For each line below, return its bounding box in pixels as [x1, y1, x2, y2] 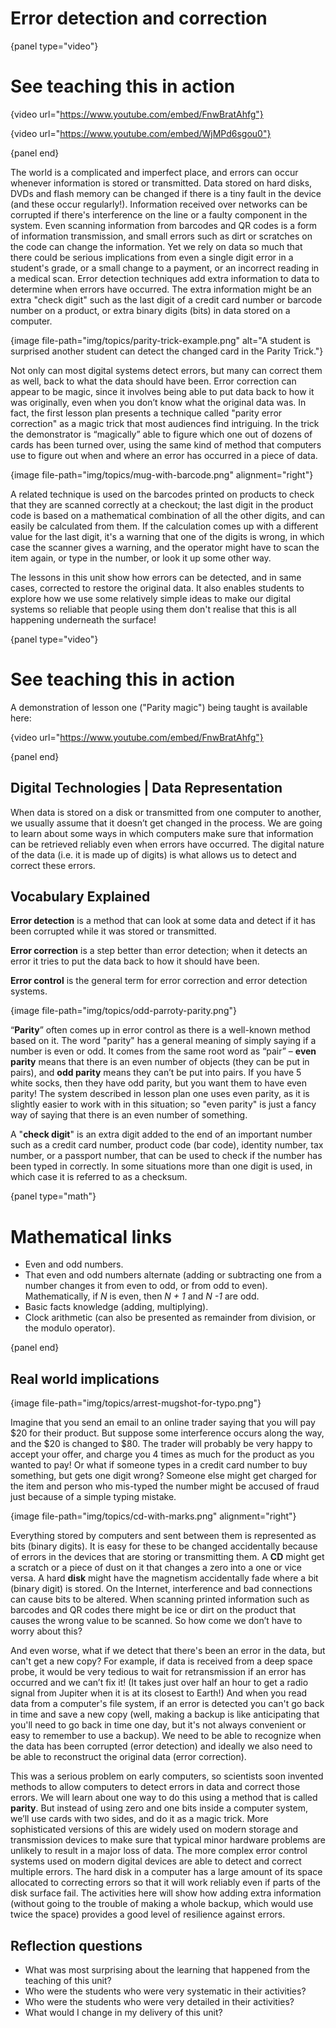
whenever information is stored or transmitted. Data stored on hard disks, [10, 177, 313, 189]
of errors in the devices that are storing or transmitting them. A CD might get [10, 1551, 325, 1563]
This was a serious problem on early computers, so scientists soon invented [10, 1770, 324, 1782]
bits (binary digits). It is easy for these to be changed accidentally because [10, 1540, 318, 1552]
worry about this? [10, 1625, 83, 1637]
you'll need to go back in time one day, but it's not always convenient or [10, 1719, 307, 1731]
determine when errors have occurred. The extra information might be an [10, 283, 312, 295]
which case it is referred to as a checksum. [10, 1171, 188, 1183]
